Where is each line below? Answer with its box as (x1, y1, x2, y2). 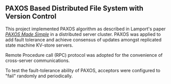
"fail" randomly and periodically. (5, 73, 73, 79)
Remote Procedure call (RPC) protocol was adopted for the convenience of (5, 52, 163, 58)
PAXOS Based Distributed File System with (5, 4, 144, 13)
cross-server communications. (5, 57, 70, 64)
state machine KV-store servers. (5, 42, 74, 48)
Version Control (5, 12, 57, 21)
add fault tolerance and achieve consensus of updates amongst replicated (5, 36, 162, 43)
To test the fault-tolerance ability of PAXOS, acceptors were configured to (5, 67, 161, 73)
